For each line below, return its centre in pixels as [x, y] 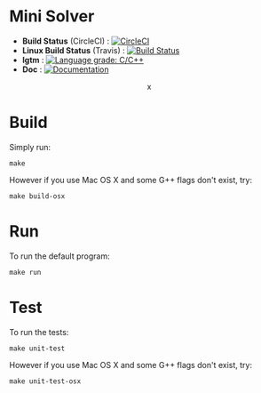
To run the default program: [59, 256]
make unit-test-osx [45, 381]
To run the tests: [39, 332]
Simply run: [30, 147]
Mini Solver [52, 16]
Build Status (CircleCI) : [66, 41]
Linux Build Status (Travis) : [74, 50]
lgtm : [33, 60]
